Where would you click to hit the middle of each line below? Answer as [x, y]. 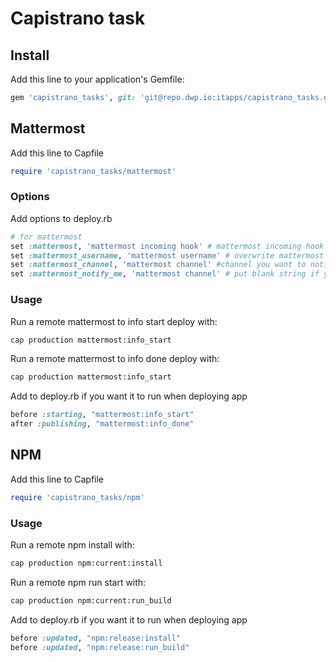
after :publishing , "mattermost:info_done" [102, 424]
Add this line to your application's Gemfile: [97, 79]
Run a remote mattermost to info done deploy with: [115, 359]
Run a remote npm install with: [72, 545]
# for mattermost [46, 237]
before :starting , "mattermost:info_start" [102, 415]
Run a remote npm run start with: [78, 582]
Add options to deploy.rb [61, 218]
